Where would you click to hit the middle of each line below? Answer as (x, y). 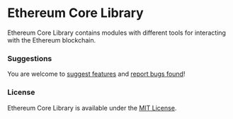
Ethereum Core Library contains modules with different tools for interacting (117, 33)
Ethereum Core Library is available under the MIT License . (92, 108)
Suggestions (30, 58)
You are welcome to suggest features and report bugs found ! (96, 74)
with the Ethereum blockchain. (52, 40)
